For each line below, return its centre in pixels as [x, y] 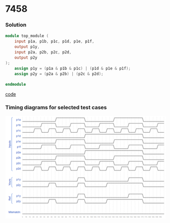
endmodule [16, 85]
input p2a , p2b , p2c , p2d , [43, 52]
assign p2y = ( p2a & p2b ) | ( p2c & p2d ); [59, 74]
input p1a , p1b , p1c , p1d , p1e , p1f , [54, 41]
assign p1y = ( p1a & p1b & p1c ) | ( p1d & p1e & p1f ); [73, 68]
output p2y [26, 57]
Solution [16, 25]
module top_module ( [27, 36]
